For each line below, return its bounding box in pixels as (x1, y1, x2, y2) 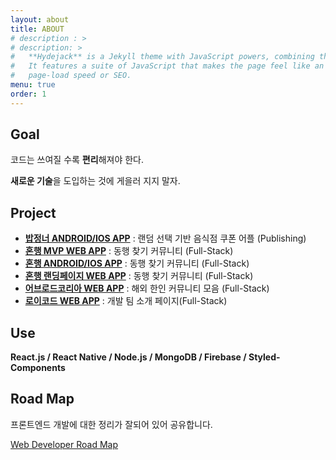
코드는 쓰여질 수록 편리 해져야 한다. (10, 154, 144, 166)
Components (10, 362, 66, 374)
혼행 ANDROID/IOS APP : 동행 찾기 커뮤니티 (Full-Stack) (24, 257, 250, 270)
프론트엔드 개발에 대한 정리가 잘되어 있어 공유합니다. (10, 418, 213, 430)
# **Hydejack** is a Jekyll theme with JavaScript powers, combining (10, 52, 315, 62)
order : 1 (10, 89, 47, 99)
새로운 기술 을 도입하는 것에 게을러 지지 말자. (10, 175, 181, 187)
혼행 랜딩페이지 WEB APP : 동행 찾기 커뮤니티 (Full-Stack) (24, 270, 254, 282)
